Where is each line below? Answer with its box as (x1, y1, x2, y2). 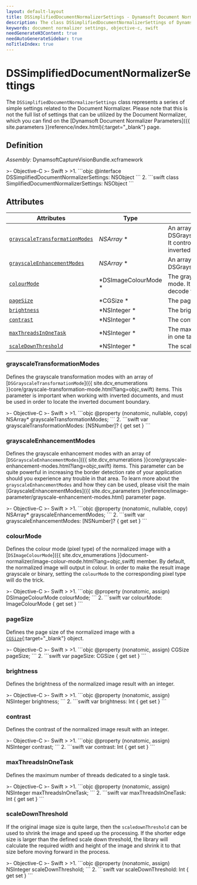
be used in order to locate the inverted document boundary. (6, 398, 151, 405)
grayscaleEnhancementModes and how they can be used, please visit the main (6, 481, 190, 488)
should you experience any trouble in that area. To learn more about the (6, 475, 179, 482)
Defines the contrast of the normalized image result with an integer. (6, 726, 169, 733)
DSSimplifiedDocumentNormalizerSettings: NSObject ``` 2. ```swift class (6, 174, 179, 181)
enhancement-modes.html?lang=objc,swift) (6, 462, 112, 469)
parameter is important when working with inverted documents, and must (6, 391, 184, 399)
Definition (6, 140, 43, 150)
